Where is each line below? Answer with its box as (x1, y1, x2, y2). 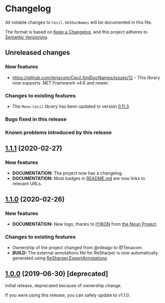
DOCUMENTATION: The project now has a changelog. (12, 170, 123, 176)
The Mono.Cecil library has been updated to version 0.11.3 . (12, 103, 131, 109)
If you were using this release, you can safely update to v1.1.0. (5, 292, 131, 298)
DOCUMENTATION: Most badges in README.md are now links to (12, 175, 145, 181)
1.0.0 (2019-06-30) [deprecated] (5, 269, 108, 278)
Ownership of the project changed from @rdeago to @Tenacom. (12, 245, 143, 251)
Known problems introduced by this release (5, 129, 112, 136)
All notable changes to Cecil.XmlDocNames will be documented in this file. (5, 19, 153, 25)
